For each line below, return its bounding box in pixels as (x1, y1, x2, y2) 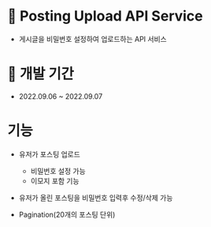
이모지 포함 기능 (30, 176, 80, 185)
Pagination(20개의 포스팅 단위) (18, 210, 116, 219)
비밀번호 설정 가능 (30, 166, 86, 176)
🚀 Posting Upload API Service (7, 7, 204, 25)
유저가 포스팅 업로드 (18, 149, 80, 159)
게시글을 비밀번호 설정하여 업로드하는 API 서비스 (18, 34, 167, 44)
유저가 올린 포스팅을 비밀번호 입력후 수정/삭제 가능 (18, 193, 173, 202)
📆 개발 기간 (7, 65, 74, 83)
